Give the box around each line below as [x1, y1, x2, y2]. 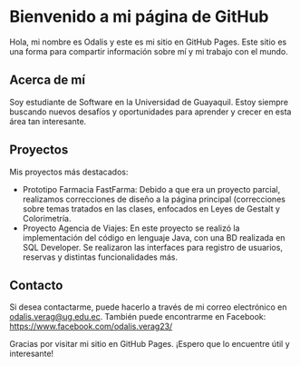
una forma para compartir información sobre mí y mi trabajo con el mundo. [9, 45, 288, 56]
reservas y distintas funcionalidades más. [22, 252, 179, 262]
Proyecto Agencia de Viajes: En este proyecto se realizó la [22, 223, 240, 233]
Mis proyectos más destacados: [9, 166, 129, 177]
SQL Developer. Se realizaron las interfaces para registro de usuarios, [22, 242, 284, 252]
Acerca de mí [9, 73, 86, 88]
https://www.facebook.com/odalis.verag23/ [9, 321, 173, 332]
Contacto [9, 277, 63, 292]
